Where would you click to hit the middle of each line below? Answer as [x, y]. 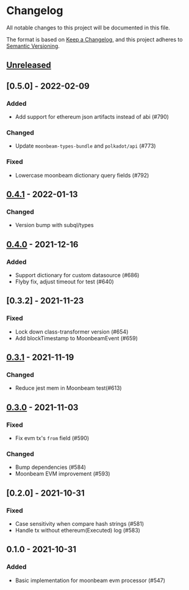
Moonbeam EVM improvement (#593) [63, 474]
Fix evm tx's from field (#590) [52, 438]
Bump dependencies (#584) [51, 467]
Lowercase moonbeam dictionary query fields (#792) [82, 175]
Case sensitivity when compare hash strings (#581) [80, 524]
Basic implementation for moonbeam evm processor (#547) [90, 580]
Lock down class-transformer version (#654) [72, 332]
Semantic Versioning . [33, 46]
